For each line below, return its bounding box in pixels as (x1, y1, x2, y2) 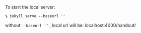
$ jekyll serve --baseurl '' (5, 14, 66, 19)
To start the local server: (5, 4, 56, 10)
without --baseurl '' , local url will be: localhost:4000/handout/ (5, 22, 136, 28)
